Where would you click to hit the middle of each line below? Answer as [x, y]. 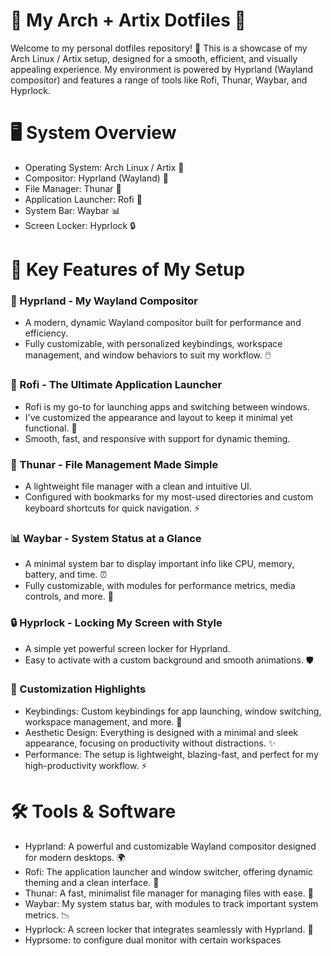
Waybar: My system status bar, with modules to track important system [171, 903]
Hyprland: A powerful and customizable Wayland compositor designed [170, 846]
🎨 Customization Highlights [78, 689]
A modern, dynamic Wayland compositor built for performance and [163, 323]
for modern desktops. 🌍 [75, 857]
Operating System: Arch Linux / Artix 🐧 [104, 167]
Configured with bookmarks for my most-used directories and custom [169, 496]
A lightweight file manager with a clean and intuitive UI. [138, 486]
